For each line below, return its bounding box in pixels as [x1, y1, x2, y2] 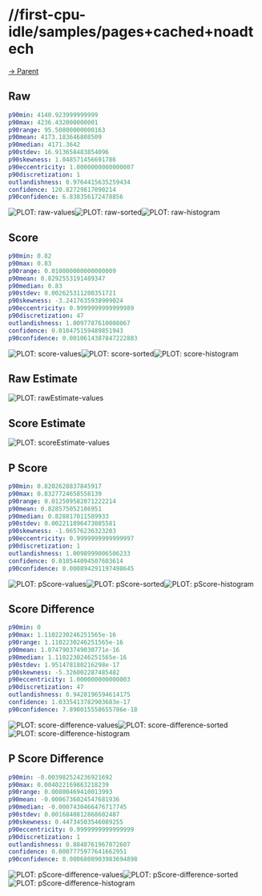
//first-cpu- [8, 6, 87, 24]
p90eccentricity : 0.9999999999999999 [8, 825, 135, 833]
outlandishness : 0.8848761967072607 [8, 841, 131, 849]
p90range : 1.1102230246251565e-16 [8, 638, 124, 647]
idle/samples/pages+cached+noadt [8, 22, 254, 41]
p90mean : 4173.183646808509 [8, 133, 103, 141]
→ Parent [8, 66, 39, 75]
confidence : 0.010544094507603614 [8, 556, 124, 565]
